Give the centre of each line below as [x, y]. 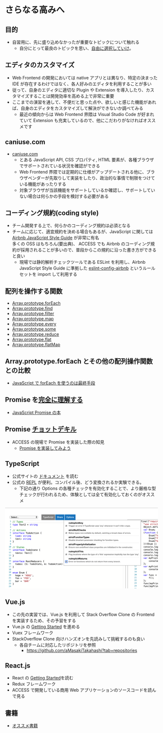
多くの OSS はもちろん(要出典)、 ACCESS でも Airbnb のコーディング [81, 244]
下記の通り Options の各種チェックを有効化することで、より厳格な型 [88, 488]
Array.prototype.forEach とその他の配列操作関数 [79, 361]
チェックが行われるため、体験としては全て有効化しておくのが [81, 494]
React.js [18, 665]
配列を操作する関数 [34, 291]
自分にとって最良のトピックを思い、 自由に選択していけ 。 [76, 48]
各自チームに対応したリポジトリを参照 [57, 645]
